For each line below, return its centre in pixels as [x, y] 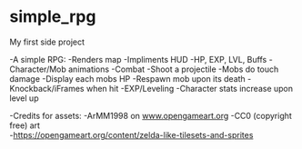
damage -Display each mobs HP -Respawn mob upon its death [127, 78]
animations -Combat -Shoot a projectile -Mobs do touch [173, 69]
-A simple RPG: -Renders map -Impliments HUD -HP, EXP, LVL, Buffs [138, 59]
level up [24, 98]
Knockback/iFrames [47, 88]
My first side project [47, 42]
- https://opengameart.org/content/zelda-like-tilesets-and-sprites [131, 134]
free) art [25, 125]
